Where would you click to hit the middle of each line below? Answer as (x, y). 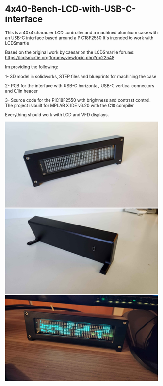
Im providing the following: (32, 67)
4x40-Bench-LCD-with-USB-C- (71, 9)
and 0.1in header (21, 91)
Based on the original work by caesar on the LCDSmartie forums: (70, 52)
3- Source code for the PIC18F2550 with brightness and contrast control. (78, 100)
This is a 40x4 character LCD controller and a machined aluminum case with (81, 32)
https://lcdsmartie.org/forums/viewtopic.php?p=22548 (60, 57)
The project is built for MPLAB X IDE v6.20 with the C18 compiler (70, 105)
